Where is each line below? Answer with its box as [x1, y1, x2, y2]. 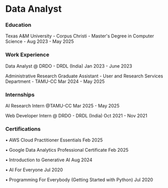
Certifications [5, 126, 41, 132]
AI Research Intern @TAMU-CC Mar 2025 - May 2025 [5, 103, 120, 109]
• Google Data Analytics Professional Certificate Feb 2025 [5, 147, 129, 153]
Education [5, 22, 32, 29]
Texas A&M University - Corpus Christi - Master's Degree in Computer [5, 33, 154, 39]
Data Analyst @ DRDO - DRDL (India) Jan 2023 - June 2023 [5, 62, 133, 69]
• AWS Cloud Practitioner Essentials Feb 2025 [5, 137, 103, 143]
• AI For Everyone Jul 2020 [5, 167, 63, 173]
